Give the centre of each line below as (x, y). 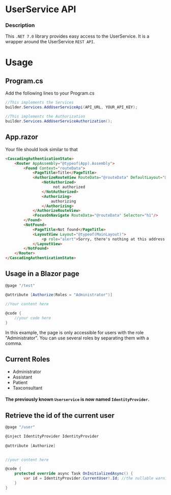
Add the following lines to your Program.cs (50, 93)
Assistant (22, 377)
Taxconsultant (27, 388)
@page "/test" (20, 285)
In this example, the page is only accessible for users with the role (75, 332)
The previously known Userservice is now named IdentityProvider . (77, 399)
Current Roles (27, 359)
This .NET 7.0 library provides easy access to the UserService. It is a (77, 36)
